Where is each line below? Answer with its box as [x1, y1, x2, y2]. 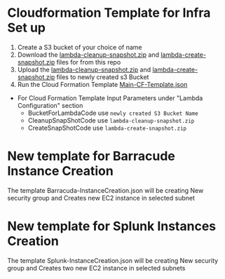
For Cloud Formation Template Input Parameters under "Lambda [17, 93, 203, 102]
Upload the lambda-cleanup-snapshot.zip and [17, 65, 151, 74]
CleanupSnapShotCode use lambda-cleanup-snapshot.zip [27, 116, 195, 124]
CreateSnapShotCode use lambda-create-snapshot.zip [27, 123, 187, 132]
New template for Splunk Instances [7, 219, 217, 234]
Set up [7, 20, 46, 36]
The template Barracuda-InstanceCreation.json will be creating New [7, 186, 204, 194]
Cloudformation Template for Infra [7, 5, 211, 21]
